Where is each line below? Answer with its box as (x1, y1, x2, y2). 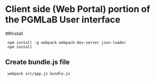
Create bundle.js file (5, 58, 70, 67)
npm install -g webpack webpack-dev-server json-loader (7, 40, 126, 45)
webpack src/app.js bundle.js (7, 71, 70, 76)
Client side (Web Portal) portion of (5, 3, 150, 15)
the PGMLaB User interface (5, 14, 121, 25)
